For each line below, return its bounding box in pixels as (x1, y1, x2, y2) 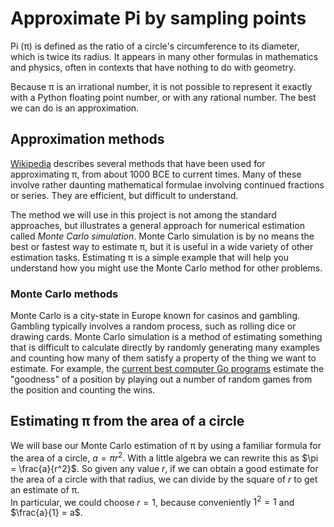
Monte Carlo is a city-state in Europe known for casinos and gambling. (10, 310, 301, 322)
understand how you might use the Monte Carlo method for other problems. (10, 262, 323, 274)
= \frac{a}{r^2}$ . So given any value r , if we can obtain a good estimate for (10, 462, 319, 474)
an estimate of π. (10, 483, 80, 496)
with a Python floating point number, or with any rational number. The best (10, 91, 317, 103)
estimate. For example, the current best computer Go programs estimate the (10, 363, 325, 375)
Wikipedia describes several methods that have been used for (10, 157, 266, 169)
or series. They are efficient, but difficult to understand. (10, 189, 239, 201)
